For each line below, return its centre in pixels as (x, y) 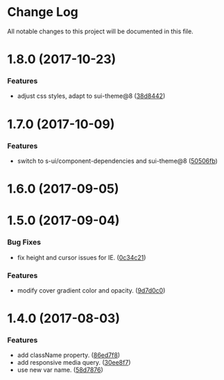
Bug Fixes (24, 242)
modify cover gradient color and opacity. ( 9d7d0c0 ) (91, 290)
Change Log (43, 12)
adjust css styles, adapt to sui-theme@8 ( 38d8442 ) (91, 96)
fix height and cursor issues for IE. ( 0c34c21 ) (81, 257)
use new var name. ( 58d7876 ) (60, 370)
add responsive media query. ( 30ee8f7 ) (74, 363)
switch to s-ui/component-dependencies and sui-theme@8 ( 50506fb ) (118, 161)
